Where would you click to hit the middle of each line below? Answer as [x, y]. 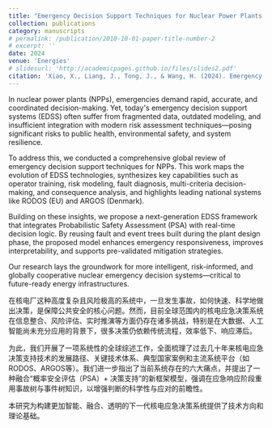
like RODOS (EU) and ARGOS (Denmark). [76, 201]
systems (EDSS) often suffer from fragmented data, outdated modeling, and [135, 116]
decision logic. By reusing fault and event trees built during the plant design [134, 233]
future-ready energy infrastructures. [69, 283]
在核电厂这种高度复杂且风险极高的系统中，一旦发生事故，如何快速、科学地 [132, 300]
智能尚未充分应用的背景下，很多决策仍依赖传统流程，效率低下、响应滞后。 [132, 331]
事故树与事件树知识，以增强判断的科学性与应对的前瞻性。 [111, 388]
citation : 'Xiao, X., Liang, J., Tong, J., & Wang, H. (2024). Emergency [136, 76]
